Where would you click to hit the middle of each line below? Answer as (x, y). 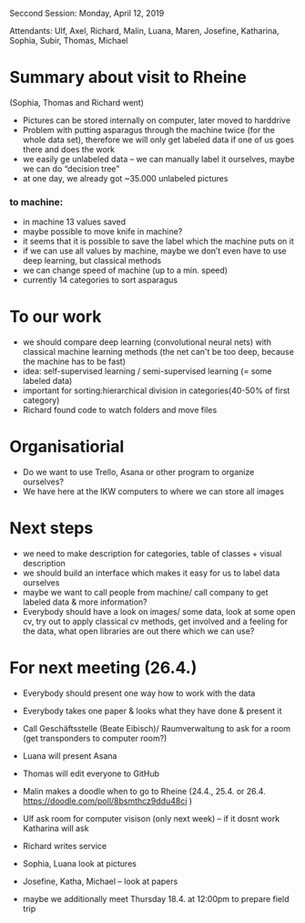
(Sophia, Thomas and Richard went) (76, 102)
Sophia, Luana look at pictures (79, 863)
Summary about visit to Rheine (128, 78)
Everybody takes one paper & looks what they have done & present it (152, 710)
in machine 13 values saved (74, 222)
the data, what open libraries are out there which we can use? (138, 631)
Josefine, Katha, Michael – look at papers (100, 881)
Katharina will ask (56, 828)
